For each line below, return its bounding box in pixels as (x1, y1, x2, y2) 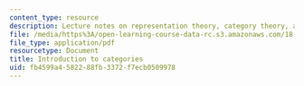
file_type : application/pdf (9, 38, 116, 47)
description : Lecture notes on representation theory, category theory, (9, 21, 290, 30)
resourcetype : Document (9, 47, 100, 56)
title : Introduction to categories (9, 55, 144, 64)
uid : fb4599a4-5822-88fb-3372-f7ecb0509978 (9, 64, 176, 73)
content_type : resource (9, 13, 100, 22)
